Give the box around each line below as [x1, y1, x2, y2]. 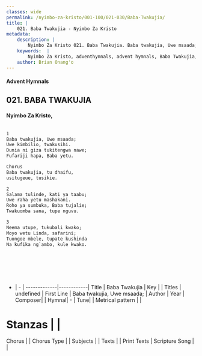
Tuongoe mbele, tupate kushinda [6, 236, 87, 242]
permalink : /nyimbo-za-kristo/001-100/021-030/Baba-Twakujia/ [6, 14, 165, 20]
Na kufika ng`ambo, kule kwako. [6, 241, 87, 247]
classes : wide [6, 8, 42, 15]
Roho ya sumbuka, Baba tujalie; [6, 203, 87, 209]
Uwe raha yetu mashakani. [6, 197, 71, 203]
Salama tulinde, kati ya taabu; [6, 191, 87, 197]
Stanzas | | [6, 318, 61, 331]
